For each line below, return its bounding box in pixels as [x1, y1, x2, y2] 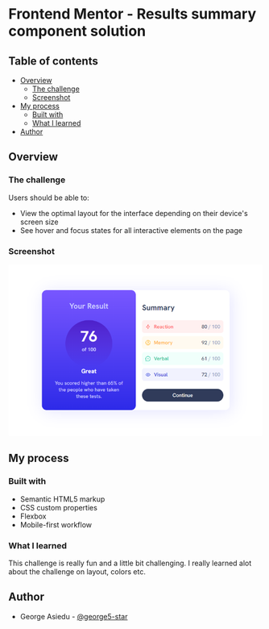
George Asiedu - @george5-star [19, 611, 128, 621]
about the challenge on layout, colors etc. [8, 566, 147, 577]
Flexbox [19, 511, 47, 521]
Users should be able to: [8, 193, 90, 202]
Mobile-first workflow [19, 519, 93, 529]
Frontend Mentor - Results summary [8, 5, 257, 23]
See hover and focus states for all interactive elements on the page [19, 225, 243, 235]
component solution [8, 22, 147, 40]
